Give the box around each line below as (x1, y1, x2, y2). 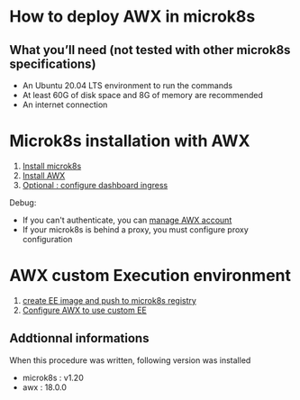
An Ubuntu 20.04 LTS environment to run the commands (22, 80, 232, 91)
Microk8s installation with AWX (9, 131, 250, 151)
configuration (22, 233, 73, 244)
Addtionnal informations (9, 331, 150, 346)
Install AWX (22, 169, 66, 181)
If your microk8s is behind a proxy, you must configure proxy (22, 223, 250, 235)
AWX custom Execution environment (9, 266, 291, 286)
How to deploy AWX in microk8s (9, 6, 256, 27)
